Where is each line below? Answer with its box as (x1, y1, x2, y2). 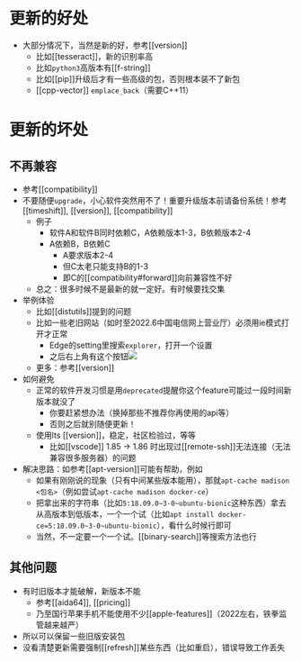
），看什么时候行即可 (156, 520, 232, 530)
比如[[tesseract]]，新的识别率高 (35, 50, 154, 61)
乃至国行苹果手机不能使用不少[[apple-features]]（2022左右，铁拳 (35, 608, 279, 619)
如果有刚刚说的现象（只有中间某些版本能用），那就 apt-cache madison (35, 475, 290, 485)
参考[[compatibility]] (22, 184, 98, 195)
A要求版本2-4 (62, 249, 114, 260)
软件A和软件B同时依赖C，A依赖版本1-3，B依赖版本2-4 (49, 227, 252, 238)
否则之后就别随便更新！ (49, 418, 137, 429)
